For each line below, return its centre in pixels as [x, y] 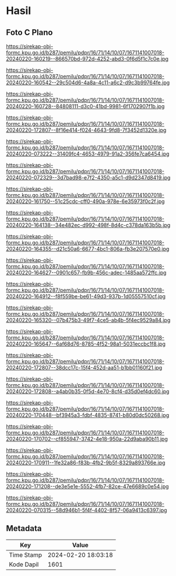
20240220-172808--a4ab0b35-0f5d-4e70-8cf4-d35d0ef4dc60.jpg [88, 391]
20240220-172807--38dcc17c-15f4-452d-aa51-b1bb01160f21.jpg [84, 368]
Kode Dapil [24, 564]
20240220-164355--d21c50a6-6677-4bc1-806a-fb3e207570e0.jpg [88, 249]
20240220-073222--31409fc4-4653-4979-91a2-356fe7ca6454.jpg [88, 154]
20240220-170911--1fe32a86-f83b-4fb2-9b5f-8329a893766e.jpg [86, 463]
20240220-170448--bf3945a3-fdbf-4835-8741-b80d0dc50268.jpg [88, 415]
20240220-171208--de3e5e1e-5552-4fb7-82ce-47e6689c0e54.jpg [87, 486]
